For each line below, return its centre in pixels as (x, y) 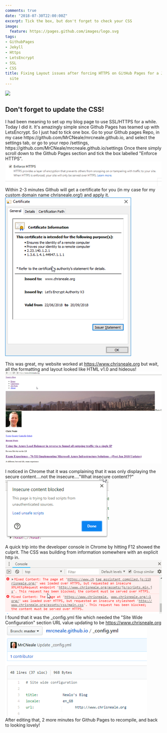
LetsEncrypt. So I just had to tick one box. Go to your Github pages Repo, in (83, 132)
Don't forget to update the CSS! (55, 110)
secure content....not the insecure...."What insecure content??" (70, 477)
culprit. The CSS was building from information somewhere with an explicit (82, 552)
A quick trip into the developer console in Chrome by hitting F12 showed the (83, 547)
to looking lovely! (23, 725)
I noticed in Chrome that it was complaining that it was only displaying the (81, 471)
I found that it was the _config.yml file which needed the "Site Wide (74, 617)
